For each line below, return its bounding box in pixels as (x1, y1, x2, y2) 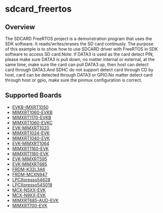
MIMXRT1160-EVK (12, 145, 49, 152)
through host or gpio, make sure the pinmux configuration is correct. (5, 77, 143, 83)
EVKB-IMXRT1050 (12, 104, 49, 110)
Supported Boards (5, 91, 62, 99)
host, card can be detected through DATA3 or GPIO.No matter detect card (5, 72, 153, 77)
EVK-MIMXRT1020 (12, 125, 50, 131)
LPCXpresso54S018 (12, 182, 53, 188)
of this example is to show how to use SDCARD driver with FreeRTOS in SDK (5, 46, 158, 52)
